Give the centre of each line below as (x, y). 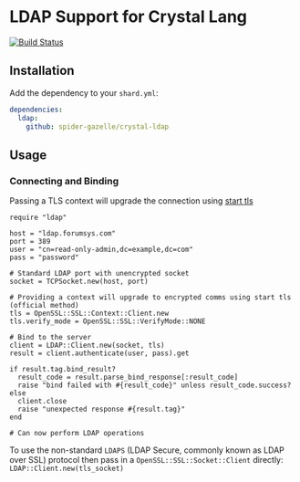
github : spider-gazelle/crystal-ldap (98, 126)
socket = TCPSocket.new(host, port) (79, 282)
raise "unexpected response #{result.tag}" (101, 409)
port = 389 (30, 242)
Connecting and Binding (64, 181)
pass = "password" (44, 257)
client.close (42, 402)
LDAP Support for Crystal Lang (129, 17)
